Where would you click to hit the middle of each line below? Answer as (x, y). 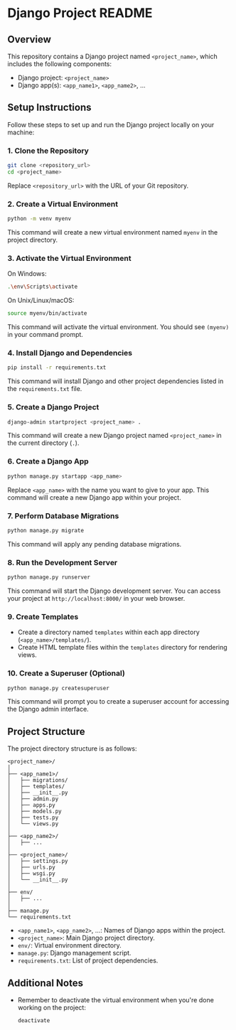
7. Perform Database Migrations (63, 515)
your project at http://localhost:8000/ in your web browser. (96, 598)
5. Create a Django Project (53, 407)
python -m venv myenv (39, 219)
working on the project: (52, 1008)
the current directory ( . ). (43, 443)
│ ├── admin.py (33, 799)
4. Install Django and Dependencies (70, 353)
